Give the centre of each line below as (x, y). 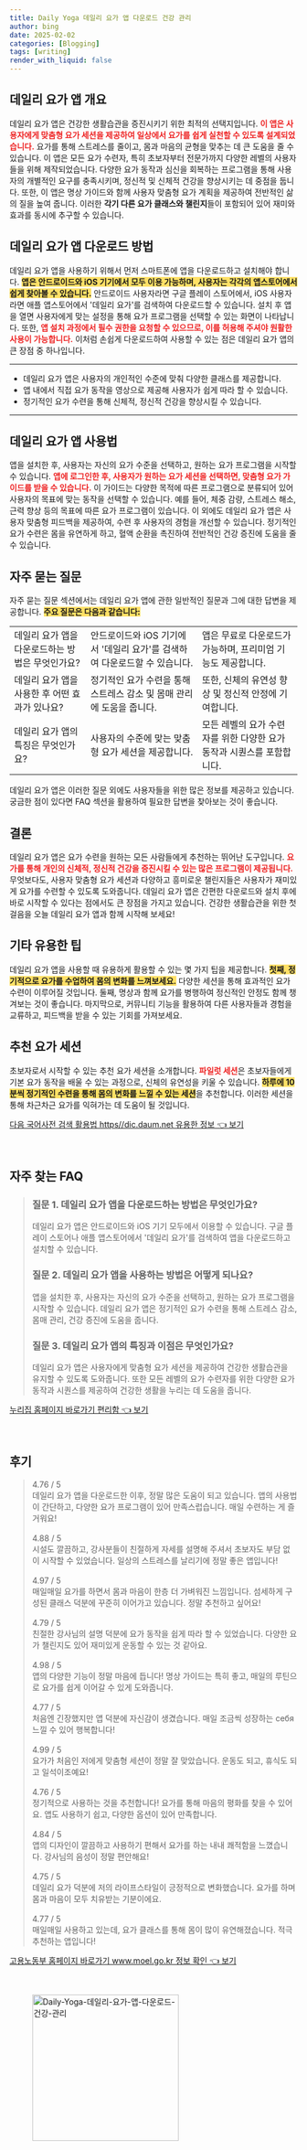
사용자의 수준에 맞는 (131, 739)
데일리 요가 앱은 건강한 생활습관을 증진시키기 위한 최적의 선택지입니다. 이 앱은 (147, 123)
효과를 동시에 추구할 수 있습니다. (67, 215)
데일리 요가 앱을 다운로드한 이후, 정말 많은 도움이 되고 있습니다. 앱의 (152, 1495)
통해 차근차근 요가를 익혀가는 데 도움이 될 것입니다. (100, 1105)
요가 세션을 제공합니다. (147, 753)
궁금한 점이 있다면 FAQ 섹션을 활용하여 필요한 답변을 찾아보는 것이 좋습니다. (144, 802)
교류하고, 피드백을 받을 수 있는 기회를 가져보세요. (96, 1015)
